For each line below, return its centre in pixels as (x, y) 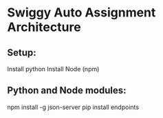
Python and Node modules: (67, 91)
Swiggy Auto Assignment (81, 13)
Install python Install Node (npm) (53, 69)
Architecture (44, 27)
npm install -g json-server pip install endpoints (73, 107)
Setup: (22, 52)
